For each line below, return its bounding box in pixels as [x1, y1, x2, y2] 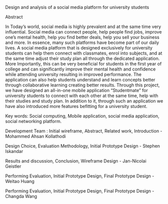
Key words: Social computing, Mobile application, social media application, [5, 113, 159, 119]
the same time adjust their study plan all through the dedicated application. [5, 55, 160, 61]
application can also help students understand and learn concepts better [5, 77, 155, 82]
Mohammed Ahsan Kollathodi [5, 133, 66, 139]
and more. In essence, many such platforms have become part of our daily [5, 39, 159, 45]
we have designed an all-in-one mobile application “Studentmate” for [5, 87, 148, 93]
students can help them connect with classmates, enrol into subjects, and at [5, 50, 162, 56]
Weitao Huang [5, 178, 35, 184]
